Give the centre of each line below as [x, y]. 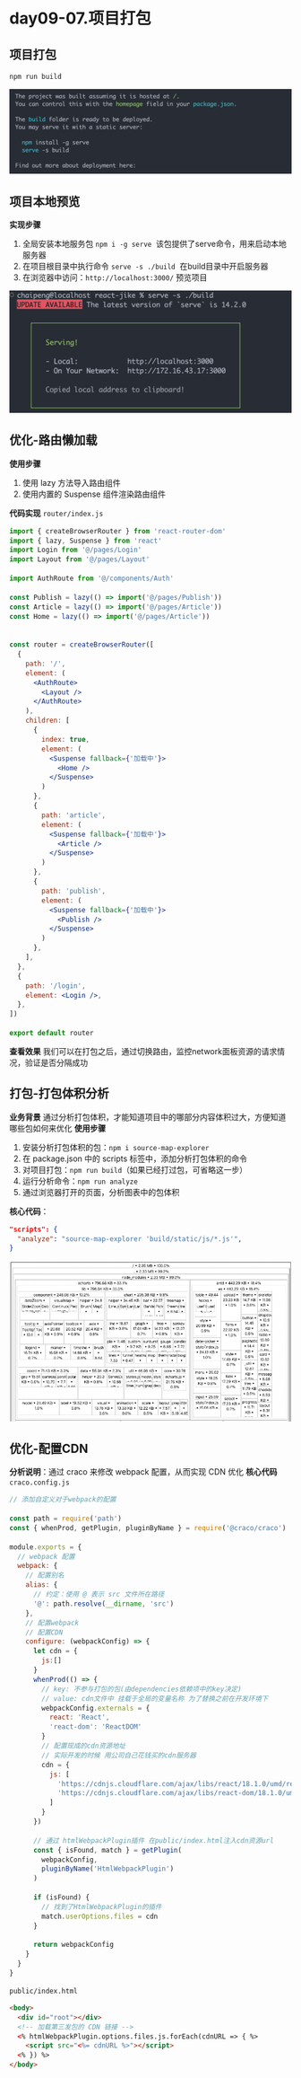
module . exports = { [46, 1547]
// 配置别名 [45, 1576]
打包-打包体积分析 [59, 1093]
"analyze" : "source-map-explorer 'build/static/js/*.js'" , [130, 1239]
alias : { [42, 1585]
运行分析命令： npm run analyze [80, 1181]
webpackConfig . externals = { [96, 1708]
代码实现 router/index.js [56, 513]
